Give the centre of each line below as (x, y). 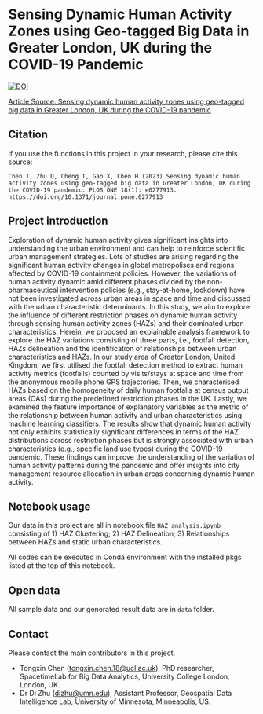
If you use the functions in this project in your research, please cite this (123, 153)
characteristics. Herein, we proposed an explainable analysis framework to (129, 331)
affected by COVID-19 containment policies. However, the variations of (122, 273)
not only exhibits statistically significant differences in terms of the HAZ (124, 432)
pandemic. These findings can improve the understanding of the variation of (131, 456)
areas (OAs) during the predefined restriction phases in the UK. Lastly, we (128, 398)
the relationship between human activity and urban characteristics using (125, 415)
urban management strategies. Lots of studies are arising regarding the (123, 256)
